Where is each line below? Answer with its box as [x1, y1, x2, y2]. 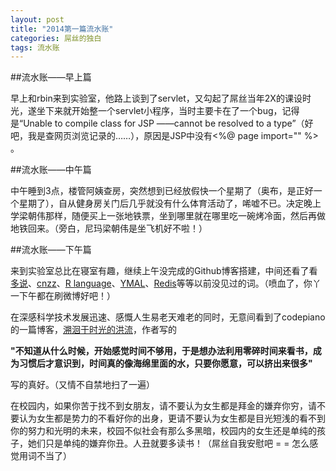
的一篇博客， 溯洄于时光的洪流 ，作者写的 [10, 324, 177, 336]
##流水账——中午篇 [10, 164, 92, 176]
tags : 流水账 [10, 42, 60, 53]
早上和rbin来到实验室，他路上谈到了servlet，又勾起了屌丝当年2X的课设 [10, 92, 303, 105]
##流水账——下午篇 [10, 244, 92, 256]
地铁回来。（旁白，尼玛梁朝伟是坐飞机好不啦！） [10, 222, 208, 235]
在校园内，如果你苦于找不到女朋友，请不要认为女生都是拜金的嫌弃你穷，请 [10, 400, 317, 412]
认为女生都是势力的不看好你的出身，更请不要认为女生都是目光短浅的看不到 [18, 412, 326, 425]
